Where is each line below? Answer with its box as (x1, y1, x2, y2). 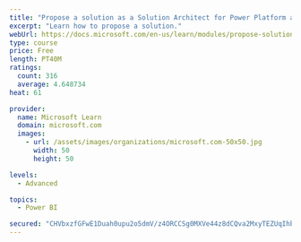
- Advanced (17, 178, 58, 188)
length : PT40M (9, 55, 63, 64)
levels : (9, 170, 39, 179)
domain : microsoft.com (17, 121, 102, 130)
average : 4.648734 (17, 80, 87, 89)
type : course (9, 38, 58, 48)
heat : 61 (9, 88, 42, 97)
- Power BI (17, 203, 58, 212)
